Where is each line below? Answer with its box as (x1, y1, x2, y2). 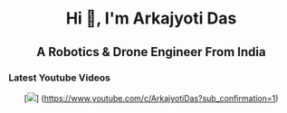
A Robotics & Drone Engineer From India (36, 44, 266, 60)
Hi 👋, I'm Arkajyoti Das (65, 8, 237, 29)
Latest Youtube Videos (8, 71, 110, 84)
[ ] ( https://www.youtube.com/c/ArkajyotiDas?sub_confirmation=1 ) (24, 92, 279, 103)
